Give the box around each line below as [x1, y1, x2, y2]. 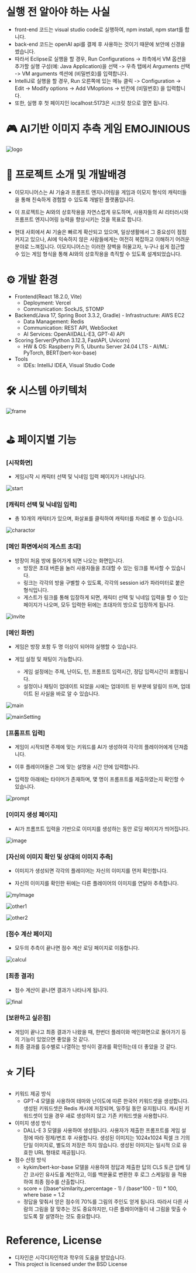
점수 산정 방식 [14, 1156, 46, 1163]
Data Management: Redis [23, 318, 84, 325]
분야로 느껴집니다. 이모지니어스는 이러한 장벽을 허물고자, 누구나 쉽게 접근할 [14, 243, 185, 250]
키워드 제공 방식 [14, 1090, 51, 1097]
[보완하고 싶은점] [6, 1014, 51, 1022]
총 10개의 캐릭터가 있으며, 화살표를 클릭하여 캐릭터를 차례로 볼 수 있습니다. [14, 515, 184, 522]
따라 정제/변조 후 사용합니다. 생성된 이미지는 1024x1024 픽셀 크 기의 [34, 1134, 190, 1141]
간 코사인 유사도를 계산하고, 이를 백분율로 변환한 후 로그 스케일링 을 [23, 1171, 177, 1178]
